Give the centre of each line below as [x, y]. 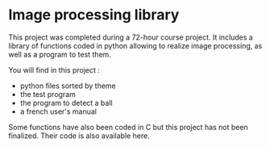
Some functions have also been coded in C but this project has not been [128, 127]
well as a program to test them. [60, 54]
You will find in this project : [54, 69]
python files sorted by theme [68, 86]
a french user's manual [58, 111]
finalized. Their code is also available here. [79, 136]
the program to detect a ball [66, 103]
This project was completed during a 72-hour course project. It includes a [131, 37]
